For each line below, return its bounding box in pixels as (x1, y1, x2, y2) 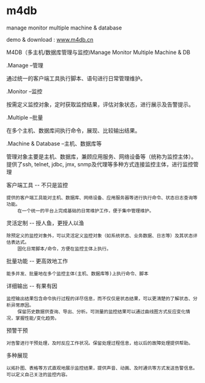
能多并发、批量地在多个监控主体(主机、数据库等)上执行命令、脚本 (6, 271, 149, 277)
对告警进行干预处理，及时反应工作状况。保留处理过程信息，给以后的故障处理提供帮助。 (6, 340, 193, 346)
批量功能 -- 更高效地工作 (6, 257, 69, 265)
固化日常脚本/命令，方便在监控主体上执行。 (17, 246, 111, 252)
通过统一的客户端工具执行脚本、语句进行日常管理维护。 (6, 74, 146, 82)
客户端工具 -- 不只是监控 (6, 181, 69, 188)
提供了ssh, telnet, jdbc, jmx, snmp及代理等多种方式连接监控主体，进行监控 (6, 160, 194, 168)
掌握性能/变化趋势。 (15, 315, 59, 321)
